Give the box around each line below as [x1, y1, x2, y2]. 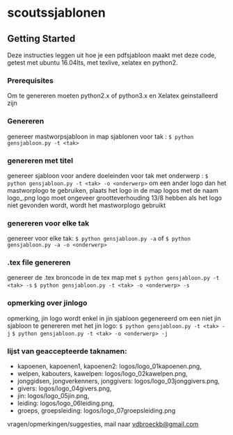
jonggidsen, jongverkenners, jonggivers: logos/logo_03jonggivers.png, [17, 377, 220, 386]
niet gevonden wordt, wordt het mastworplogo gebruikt [7, 200, 166, 209]
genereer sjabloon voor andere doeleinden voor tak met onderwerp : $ [7, 171, 209, 180]
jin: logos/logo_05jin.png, [17, 392, 90, 400]
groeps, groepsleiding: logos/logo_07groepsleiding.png [17, 406, 176, 415]
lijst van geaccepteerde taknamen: [7, 346, 127, 356]
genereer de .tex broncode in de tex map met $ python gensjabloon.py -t [7, 274, 220, 282]
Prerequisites [7, 75, 54, 85]
